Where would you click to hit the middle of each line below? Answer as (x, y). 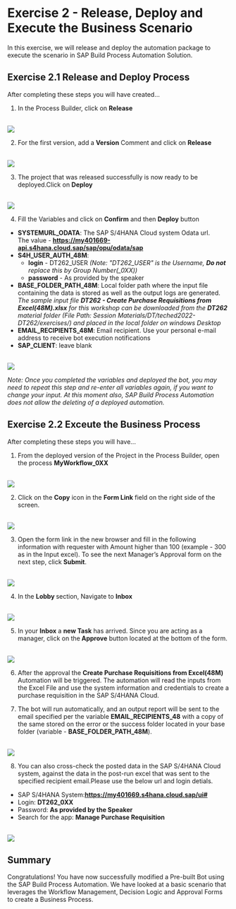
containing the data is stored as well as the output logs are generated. (119, 293)
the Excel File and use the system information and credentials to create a (123, 688)
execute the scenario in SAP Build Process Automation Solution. (100, 55)
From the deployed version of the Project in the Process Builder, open (118, 455)
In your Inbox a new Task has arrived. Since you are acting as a (110, 631)
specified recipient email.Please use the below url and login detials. (115, 781)
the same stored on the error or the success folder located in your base (121, 724)
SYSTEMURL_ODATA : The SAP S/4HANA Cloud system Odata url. (113, 233)
